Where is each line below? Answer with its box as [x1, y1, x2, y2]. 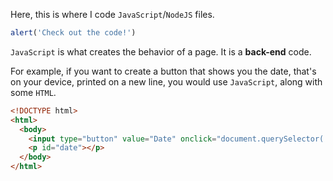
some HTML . [10, 86, 57, 98]
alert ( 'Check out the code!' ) [10, 28, 137, 38]
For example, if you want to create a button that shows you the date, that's [10, 65, 317, 77]
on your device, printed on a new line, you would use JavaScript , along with [10, 75, 323, 88]
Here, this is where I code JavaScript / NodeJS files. [10, 9, 215, 20]
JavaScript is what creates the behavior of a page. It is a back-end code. [10, 45, 312, 58]
